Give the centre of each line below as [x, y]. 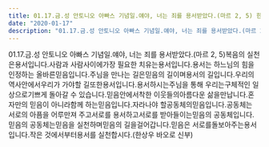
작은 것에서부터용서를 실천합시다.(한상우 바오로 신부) [111, 135]
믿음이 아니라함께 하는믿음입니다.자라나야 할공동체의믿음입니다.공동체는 [141, 104]
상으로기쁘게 [28, 95]
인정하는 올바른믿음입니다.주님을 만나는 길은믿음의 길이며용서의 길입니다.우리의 [131, 75]
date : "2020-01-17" [41, 23]
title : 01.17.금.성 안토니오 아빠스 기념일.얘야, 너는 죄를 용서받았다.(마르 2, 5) [131, 16]
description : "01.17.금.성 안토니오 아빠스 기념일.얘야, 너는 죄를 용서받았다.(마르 [132, 31]
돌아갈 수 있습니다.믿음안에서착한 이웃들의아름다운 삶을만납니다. [149, 95]
